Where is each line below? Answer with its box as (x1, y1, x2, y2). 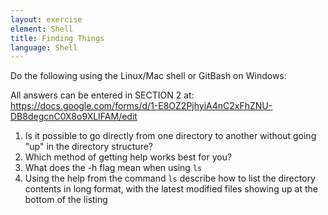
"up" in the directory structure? (24, 141, 154, 153)
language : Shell (10, 42, 78, 53)
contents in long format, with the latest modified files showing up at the (24, 183, 318, 195)
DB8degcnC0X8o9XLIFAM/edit (10, 111, 138, 123)
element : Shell (10, 24, 74, 34)
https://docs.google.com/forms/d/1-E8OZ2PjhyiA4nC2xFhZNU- (10, 100, 273, 112)
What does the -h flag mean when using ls (24, 162, 203, 174)
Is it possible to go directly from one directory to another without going (24, 130, 317, 142)
